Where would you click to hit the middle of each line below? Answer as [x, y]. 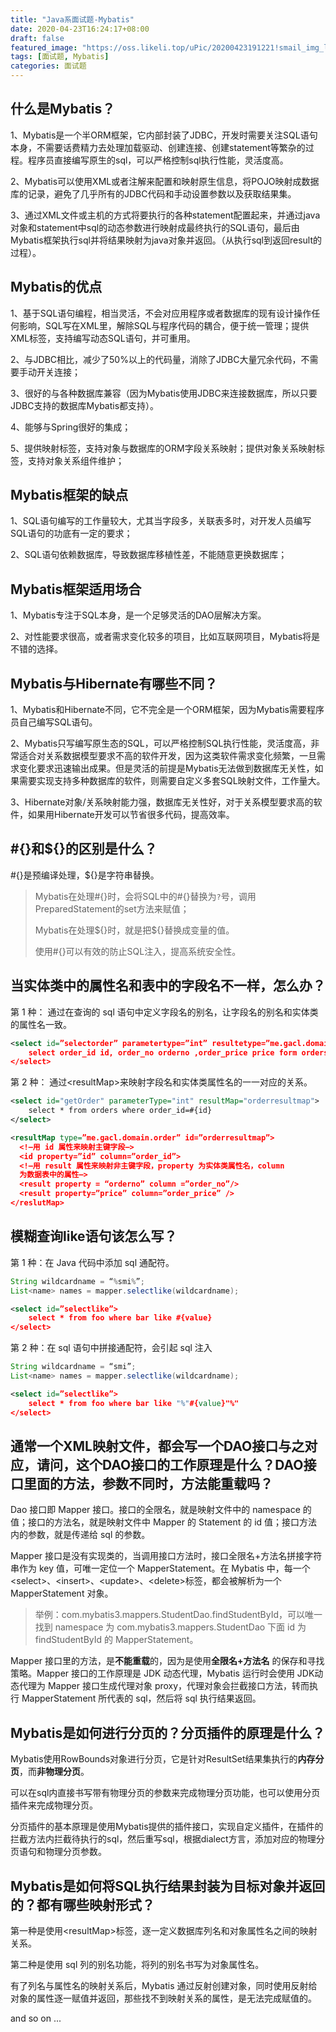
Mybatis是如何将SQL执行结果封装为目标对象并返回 [168, 1886]
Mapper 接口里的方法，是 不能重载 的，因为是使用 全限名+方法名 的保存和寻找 [167, 1661]
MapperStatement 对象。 [62, 1593]
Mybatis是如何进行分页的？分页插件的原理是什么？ [168, 1732]
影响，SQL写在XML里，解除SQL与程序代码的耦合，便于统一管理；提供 [164, 325]
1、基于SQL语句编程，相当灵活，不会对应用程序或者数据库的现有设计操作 [161, 313]
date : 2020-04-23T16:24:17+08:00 [80, 29]
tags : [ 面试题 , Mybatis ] [60, 57]
